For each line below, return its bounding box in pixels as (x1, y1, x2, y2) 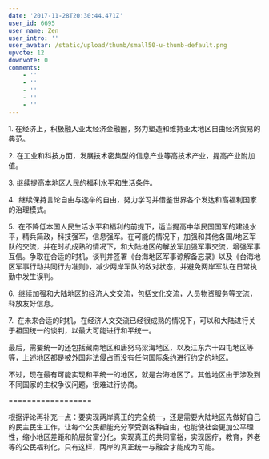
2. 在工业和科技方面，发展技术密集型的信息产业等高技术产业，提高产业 (8, 151, 242, 161)
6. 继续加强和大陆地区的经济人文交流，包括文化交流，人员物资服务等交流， (8, 289, 258, 298)
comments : (8, 64, 42, 72)
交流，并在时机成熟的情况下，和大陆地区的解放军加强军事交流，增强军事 (22, 241, 261, 252)
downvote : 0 (8, 57, 48, 65)
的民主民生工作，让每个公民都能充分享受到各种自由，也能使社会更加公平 (8, 422, 247, 432)
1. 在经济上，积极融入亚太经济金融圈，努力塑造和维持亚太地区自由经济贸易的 (8, 124, 261, 134)
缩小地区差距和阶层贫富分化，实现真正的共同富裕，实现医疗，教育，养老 (22, 433, 261, 442)
